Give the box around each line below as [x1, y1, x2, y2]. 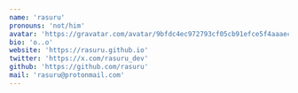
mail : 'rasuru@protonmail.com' [9, 71, 125, 80]
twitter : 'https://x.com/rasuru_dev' [9, 54, 149, 63]
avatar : [9, 29, 38, 38]
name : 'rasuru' [9, 12, 66, 22]
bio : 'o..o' [9, 37, 53, 47]
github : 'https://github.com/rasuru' [9, 63, 149, 72]
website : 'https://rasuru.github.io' [9, 46, 149, 55]
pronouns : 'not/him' [9, 21, 86, 30]
